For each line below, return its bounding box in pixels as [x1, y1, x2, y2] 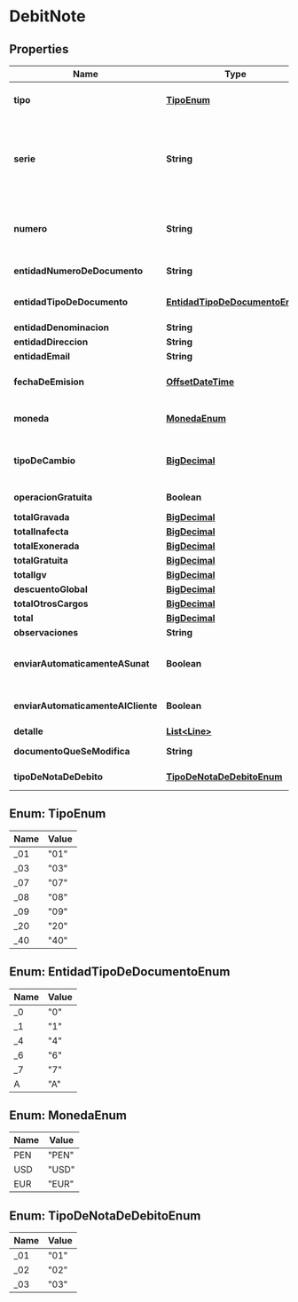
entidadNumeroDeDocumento [13, 264, 144, 277]
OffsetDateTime [166, 375, 235, 388]
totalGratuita [13, 555, 69, 566]
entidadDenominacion [13, 321, 109, 334]
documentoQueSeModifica [13, 746, 130, 757]
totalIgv [13, 569, 47, 580]
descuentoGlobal [13, 583, 88, 596]
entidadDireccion [13, 335, 89, 348]
